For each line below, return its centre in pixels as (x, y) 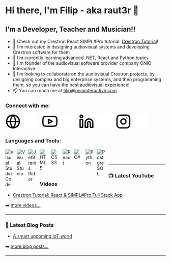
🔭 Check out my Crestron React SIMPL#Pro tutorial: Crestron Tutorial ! (85, 41)
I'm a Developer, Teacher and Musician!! (70, 29)
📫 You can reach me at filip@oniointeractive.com (65, 90)
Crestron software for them (41, 52)
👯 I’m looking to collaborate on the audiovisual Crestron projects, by (84, 74)
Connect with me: (28, 106)
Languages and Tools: (33, 141)
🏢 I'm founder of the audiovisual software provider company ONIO (82, 63)
